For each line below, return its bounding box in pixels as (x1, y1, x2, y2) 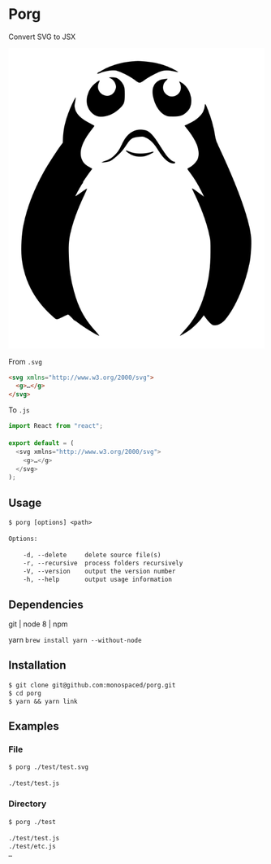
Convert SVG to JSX (8, 32, 76, 41)
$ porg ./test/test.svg (8, 763, 89, 771)
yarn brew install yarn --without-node (8, 635, 142, 644)
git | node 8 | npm (8, 619, 68, 629)
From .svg (8, 356, 43, 366)
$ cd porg (8, 689, 42, 697)
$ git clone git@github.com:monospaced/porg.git (8, 681, 176, 689)
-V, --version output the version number (23, 567, 176, 576)
